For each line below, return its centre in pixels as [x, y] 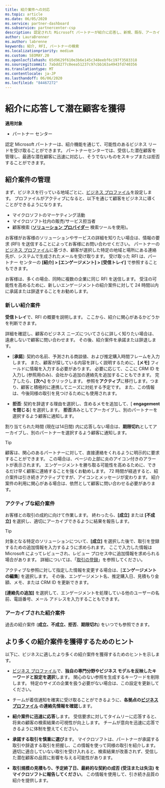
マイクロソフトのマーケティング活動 [49, 215]
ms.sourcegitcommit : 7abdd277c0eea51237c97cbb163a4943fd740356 [71, 64]
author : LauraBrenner [27, 37]
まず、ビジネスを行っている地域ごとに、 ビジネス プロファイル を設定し [76, 192]
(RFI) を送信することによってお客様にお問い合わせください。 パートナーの [85, 244]
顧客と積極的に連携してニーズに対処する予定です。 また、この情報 [88, 387]
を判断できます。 [22, 323]
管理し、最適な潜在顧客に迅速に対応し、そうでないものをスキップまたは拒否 [82, 156]
